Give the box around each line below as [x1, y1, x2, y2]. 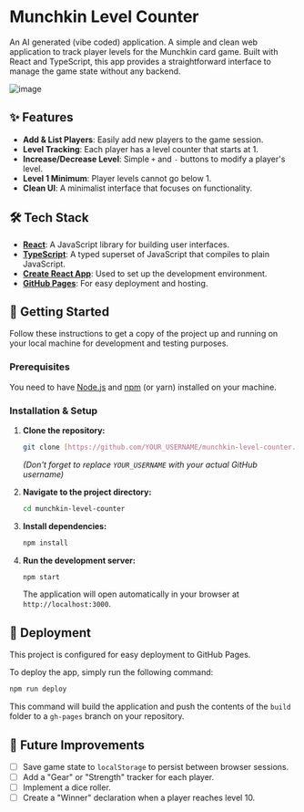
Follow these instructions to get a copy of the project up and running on [9, 328, 279, 339]
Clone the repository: [22, 424, 106, 435]
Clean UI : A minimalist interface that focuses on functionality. [22, 182, 253, 193]
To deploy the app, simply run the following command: [9, 667, 214, 678]
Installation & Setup [9, 404, 98, 417]
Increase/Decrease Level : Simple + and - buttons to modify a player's [22, 153, 286, 164]
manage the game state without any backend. [9, 66, 181, 77]
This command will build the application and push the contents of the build [9, 701, 291, 713]
